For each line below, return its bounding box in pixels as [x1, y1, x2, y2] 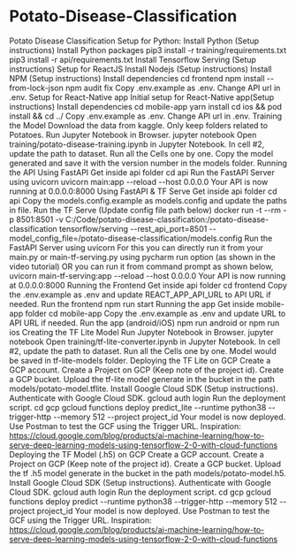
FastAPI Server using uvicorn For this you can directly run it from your [9, 242, 263, 253]
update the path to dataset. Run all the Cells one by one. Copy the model [9, 148, 274, 158]
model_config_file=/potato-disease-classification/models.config [9, 233, 243, 243]
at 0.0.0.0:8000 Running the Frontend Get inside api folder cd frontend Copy [9, 280, 287, 290]
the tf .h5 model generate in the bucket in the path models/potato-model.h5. [9, 467, 286, 479]
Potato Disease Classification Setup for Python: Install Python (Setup [9, 35, 260, 46]
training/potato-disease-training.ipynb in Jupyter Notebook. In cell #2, [9, 139, 265, 150]
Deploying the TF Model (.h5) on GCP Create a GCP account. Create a [9, 449, 265, 459]
